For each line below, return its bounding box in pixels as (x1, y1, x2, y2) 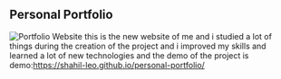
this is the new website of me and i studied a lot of (84, 31, 272, 41)
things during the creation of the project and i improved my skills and (9, 40, 266, 51)
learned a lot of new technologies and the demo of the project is (9, 49, 249, 61)
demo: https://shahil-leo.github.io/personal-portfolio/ (9, 59, 206, 70)
